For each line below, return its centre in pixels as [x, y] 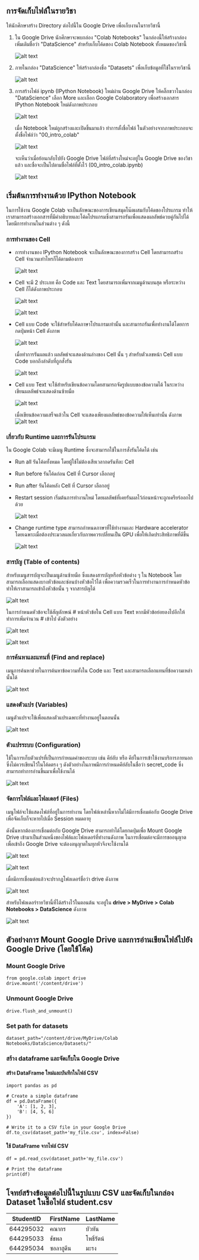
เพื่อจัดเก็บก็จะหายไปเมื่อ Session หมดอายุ [48, 819]
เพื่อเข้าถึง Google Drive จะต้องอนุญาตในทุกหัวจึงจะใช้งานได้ [67, 844]
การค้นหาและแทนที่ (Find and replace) [56, 657]
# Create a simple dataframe [42, 1096]
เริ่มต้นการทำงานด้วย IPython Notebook [71, 195]
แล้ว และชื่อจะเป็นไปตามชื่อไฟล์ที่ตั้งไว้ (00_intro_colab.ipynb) [79, 165]
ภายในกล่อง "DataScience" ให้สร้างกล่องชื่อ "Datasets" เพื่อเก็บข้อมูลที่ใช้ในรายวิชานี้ [103, 67]
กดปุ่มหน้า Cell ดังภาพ [37, 331]
